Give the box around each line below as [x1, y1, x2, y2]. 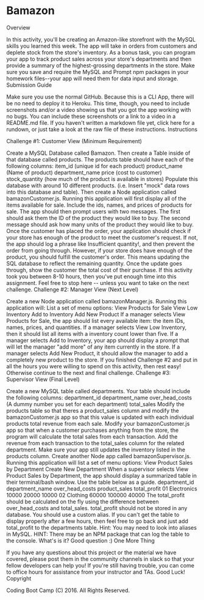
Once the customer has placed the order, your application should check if [6, 227, 191, 234]
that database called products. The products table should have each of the [6, 155, 194, 163]
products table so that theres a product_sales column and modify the [6, 407, 180, 414]
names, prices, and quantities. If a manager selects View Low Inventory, [6, 324, 187, 331]
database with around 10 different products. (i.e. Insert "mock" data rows [6, 182, 190, 189]
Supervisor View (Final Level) [6, 376, 80, 383]
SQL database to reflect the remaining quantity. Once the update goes [6, 259, 183, 267]
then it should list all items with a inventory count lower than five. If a [6, 330, 178, 337]
